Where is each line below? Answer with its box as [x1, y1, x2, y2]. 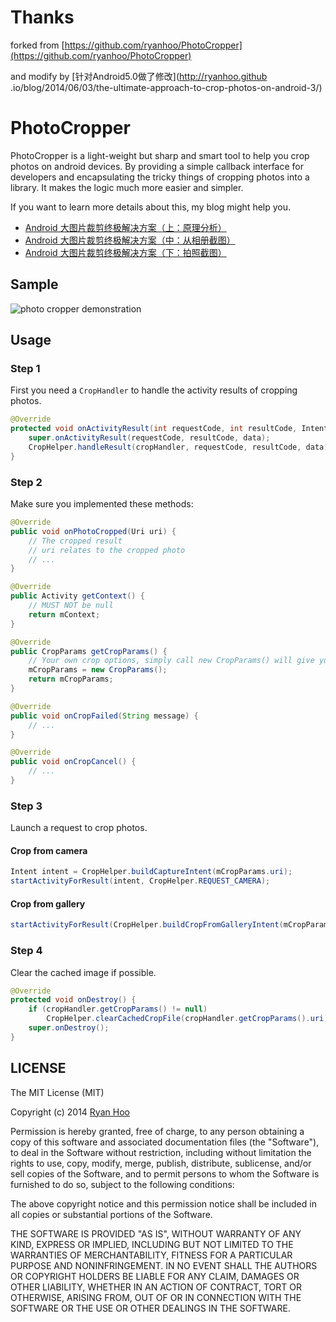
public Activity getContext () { [10, 591, 145, 601]
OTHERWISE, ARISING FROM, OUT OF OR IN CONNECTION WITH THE [10, 1291, 302, 1303]
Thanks [10, 6, 75, 29]
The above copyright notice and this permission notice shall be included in [10, 1197, 317, 1210]
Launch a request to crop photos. [10, 822, 148, 834]
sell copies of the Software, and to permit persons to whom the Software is [10, 1167, 320, 1180]
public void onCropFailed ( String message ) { [10, 711, 199, 721]
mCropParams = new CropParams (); [28, 665, 168, 675]
